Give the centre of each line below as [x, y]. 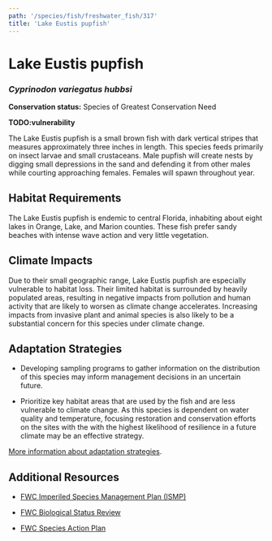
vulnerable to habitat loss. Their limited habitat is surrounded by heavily [128, 288]
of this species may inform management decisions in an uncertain [130, 377]
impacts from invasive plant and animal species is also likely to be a [121, 314]
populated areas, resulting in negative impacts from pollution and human [130, 297]
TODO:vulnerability [42, 122]
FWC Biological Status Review [71, 513]
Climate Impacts [51, 261]
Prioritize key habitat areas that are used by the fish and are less [127, 401]
